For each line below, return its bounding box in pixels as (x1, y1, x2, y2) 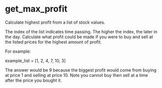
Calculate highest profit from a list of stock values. (5, 19, 105, 25)
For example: (5, 48, 31, 54)
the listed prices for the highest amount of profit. (5, 39, 102, 44)
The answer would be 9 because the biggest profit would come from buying (5, 67, 157, 73)
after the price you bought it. (5, 77, 62, 83)
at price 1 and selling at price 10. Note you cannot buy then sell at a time (5, 72, 148, 78)
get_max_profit (5, 3, 68, 15)
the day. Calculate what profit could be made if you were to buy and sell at (5, 34, 153, 40)
